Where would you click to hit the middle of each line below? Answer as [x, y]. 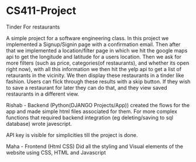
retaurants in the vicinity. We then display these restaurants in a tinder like [95, 75]
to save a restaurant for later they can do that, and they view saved [87, 87]
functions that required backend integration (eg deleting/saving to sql [90, 117]
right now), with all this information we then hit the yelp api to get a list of [94, 69]
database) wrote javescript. [39, 124]
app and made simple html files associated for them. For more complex [92, 111]
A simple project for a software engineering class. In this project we [87, 38]
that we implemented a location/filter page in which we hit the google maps [97, 50]
